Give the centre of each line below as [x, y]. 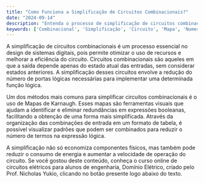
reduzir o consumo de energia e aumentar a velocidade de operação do [96, 154]
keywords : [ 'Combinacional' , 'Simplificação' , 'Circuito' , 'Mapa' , [93, 29]
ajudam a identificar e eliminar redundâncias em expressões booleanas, [96, 110]
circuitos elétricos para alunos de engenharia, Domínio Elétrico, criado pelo [100, 167]
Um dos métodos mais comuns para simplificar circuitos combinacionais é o [102, 97]
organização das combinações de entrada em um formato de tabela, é [94, 123]
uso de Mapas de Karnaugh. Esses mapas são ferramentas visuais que [95, 104]
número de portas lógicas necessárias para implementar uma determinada [100, 79]
